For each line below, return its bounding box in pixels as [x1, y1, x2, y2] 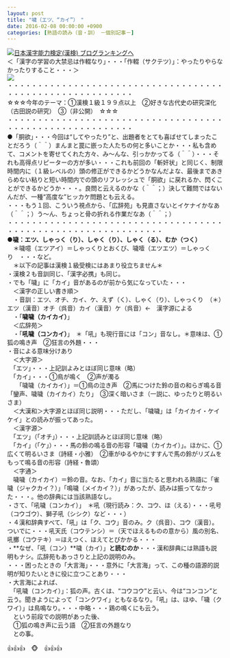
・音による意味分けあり [7, 347, 73, 355]
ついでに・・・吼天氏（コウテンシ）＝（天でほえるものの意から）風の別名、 [7, 527, 222, 535]
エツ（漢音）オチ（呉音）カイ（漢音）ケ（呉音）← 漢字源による [7, 304, 193, 313]
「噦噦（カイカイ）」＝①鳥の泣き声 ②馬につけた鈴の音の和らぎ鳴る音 [18, 381, 222, 389]
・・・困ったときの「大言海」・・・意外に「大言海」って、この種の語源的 [7, 561, 214, 570]
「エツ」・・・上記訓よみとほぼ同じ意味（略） [12, 364, 139, 372]
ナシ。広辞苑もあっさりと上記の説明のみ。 [18, 552, 139, 561]
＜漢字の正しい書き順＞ [12, 287, 79, 295]
